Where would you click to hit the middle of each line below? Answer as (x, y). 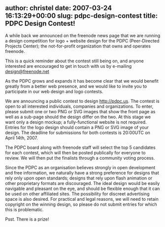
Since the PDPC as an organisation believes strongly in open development (80, 167)
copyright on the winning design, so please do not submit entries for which (81, 204)
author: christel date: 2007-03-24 (59, 8)
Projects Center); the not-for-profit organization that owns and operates (78, 46)
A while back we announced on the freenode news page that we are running (83, 35)
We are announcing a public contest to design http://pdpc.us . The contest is (82, 101)
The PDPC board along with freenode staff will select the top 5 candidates (81, 147)
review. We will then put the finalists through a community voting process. (80, 158)
